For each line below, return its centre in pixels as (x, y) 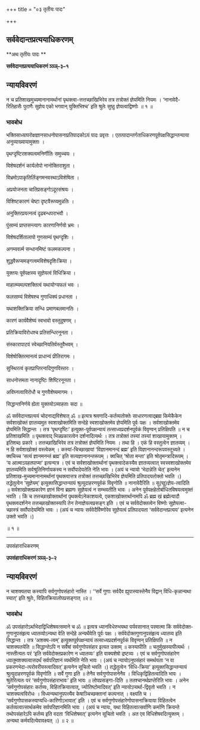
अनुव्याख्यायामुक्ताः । (25, 142)
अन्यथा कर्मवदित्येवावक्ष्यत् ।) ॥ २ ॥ (40, 720)
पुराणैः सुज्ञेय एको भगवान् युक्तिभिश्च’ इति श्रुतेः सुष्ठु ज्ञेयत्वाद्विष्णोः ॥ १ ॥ (88, 106)
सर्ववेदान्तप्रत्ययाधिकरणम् (40, 40)
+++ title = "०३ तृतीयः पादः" (36, 9)
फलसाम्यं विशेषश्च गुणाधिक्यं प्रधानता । (42, 296)
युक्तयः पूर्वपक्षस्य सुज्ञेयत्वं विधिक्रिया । (41, 273)
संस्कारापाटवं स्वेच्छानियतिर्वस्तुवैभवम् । (42, 344)
